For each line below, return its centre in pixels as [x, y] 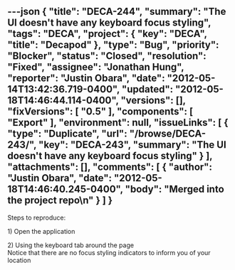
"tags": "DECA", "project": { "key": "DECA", [108, 34]
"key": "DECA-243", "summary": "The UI [132, 145]
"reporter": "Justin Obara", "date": [86, 79]
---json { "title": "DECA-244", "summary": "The [117, 12]
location [19, 260]
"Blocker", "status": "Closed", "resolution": [107, 56]
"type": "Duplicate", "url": [67, 134]
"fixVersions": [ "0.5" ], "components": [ [100, 112]
